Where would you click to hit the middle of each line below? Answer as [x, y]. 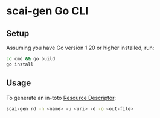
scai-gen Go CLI [47, 11]
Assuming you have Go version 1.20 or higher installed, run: [80, 48]
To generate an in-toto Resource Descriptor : [61, 98]
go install [20, 64]
